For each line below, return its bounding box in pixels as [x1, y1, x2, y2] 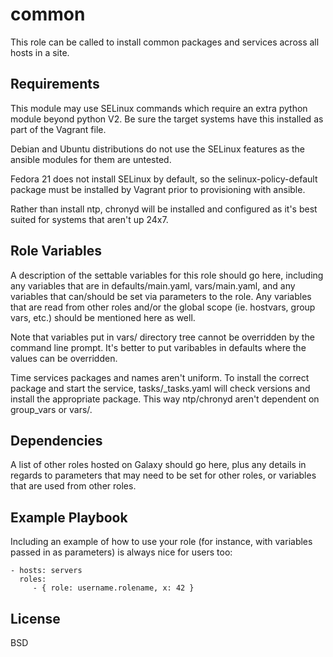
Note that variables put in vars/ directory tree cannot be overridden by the [10, 331, 315, 343]
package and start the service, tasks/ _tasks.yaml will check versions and [10, 382, 311, 394]
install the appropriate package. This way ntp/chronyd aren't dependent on [10, 393, 320, 405]
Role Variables [10, 243, 102, 260]
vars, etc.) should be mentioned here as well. [10, 311, 196, 323]
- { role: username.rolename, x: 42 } [32, 583, 195, 593]
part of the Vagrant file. [10, 123, 107, 135]
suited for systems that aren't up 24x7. [10, 213, 169, 225]
